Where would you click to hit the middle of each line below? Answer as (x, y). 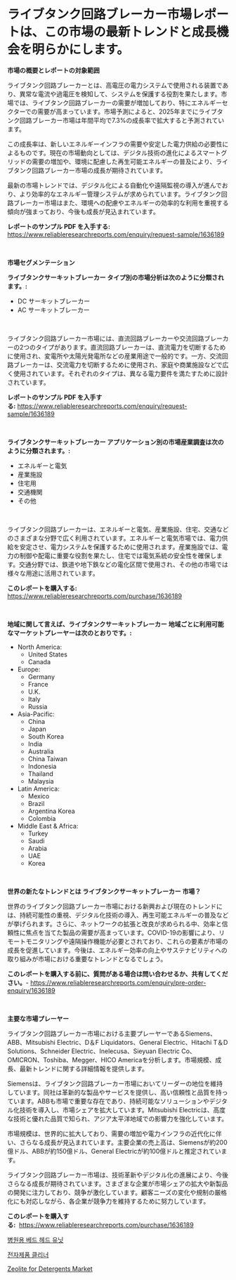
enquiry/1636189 (32, 990)
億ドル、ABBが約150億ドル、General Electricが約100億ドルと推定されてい (114, 1151)
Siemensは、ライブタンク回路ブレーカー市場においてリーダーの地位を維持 (115, 1083)
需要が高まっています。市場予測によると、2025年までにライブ (127, 111)
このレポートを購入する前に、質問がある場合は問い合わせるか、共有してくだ (118, 974)
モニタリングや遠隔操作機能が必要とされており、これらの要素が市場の (127, 941)
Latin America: (38, 789)
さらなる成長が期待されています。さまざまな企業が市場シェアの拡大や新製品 (118, 1183)
